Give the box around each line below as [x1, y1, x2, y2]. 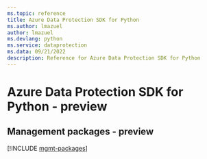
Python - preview [7, 99, 108, 114]
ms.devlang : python [7, 36, 63, 42]
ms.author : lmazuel [7, 23, 63, 29]
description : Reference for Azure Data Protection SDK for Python [7, 55, 201, 62]
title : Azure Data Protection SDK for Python [7, 16, 139, 23]
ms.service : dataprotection [7, 42, 88, 49]
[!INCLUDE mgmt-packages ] [7, 144, 88, 152]
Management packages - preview [7, 126, 154, 138]
